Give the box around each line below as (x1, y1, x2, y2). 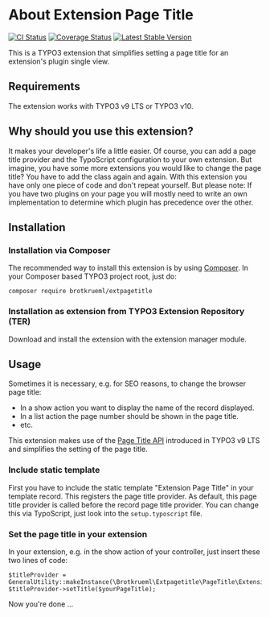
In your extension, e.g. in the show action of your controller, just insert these (8, 546, 260, 557)
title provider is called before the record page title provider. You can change (8, 499, 260, 509)
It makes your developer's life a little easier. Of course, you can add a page (8, 146, 256, 155)
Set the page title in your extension (8, 528, 148, 540)
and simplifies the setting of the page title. (8, 445, 148, 454)
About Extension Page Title (8, 6, 194, 24)
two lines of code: (8, 555, 68, 565)
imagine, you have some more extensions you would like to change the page (8, 163, 262, 172)
